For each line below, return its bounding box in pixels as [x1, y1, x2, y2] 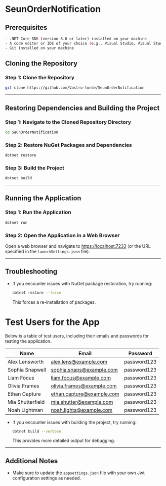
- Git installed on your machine [5, 46, 74, 51]
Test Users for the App [5, 316, 100, 327]
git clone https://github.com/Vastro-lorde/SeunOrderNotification [5, 85, 145, 90]
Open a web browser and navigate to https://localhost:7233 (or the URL [5, 243, 151, 249]
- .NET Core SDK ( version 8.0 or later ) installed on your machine [5, 36, 147, 41]
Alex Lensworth [7, 358, 44, 365]
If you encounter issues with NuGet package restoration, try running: [12, 280, 152, 286]
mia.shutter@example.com [51, 398, 113, 405]
